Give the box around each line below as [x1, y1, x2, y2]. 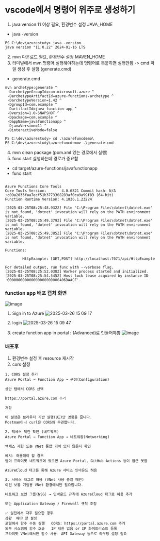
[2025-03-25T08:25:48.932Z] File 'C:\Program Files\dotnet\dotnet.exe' [5, 205, 153, 210]
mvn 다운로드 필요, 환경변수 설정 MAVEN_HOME [12, 54, 105, 60]
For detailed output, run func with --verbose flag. [5, 265, 114, 270]
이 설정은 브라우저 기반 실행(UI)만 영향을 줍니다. [5, 415, 92, 420]
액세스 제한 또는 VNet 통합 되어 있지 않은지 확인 [5, 444, 91, 449]
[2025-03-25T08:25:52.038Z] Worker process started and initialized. [5, 269, 149, 274]
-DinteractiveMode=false [7, 127, 57, 133]
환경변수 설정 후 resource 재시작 [12, 355, 74, 361]
